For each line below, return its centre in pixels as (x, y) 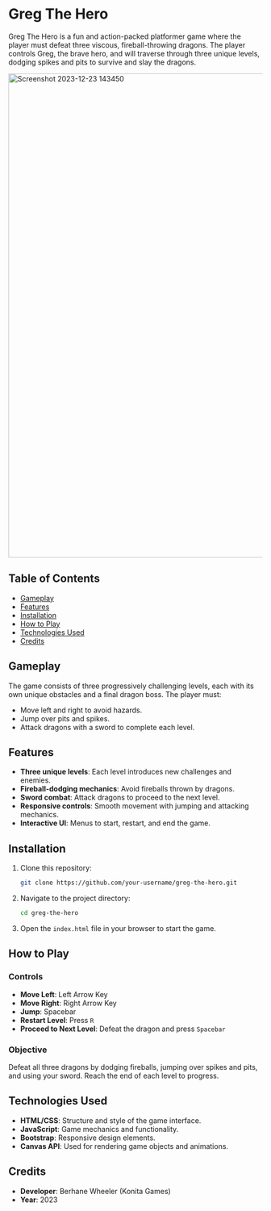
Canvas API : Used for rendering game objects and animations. (124, 1146)
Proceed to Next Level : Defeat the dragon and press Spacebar (123, 1029)
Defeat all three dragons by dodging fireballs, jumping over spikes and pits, (133, 1067)
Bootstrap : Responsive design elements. (88, 1138)
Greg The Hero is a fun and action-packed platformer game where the (125, 36)
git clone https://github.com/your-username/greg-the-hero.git (129, 883)
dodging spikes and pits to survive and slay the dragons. (102, 62)
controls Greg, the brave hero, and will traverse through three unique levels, (134, 53)
